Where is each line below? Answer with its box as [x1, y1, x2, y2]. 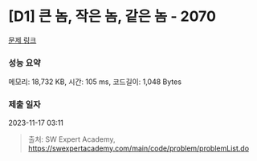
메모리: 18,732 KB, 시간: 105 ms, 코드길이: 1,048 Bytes [8, 77, 182, 87]
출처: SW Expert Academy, [27, 134, 116, 144]
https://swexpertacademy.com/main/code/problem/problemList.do [27, 143, 250, 153]
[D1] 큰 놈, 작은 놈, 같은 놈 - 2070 [8, 7, 217, 26]
